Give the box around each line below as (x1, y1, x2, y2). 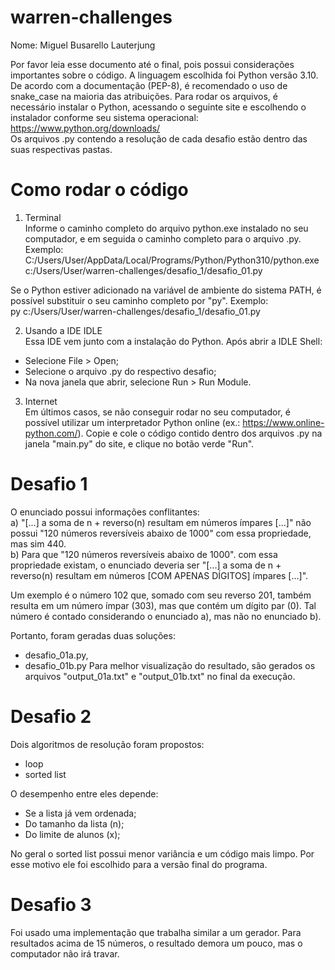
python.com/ (24, 427, 78, 439)
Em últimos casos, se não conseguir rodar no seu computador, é (24, 406, 291, 418)
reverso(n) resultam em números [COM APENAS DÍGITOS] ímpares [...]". (10, 569, 309, 581)
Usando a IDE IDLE (24, 324, 103, 336)
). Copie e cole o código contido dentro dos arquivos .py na (77, 427, 323, 439)
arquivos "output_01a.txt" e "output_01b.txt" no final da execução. (24, 670, 296, 682)
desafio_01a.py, (24, 649, 89, 661)
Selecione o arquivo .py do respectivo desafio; (24, 365, 217, 377)
